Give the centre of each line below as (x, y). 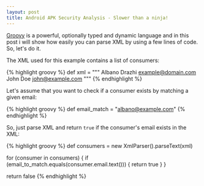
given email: (22, 97)
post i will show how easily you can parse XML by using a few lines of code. (102, 42)
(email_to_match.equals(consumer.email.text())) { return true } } (86, 164)
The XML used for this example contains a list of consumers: (83, 60)
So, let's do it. (24, 48)
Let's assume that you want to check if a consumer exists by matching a (97, 90)
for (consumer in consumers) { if (47, 158)
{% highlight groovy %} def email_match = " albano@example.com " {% (96, 109)
